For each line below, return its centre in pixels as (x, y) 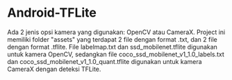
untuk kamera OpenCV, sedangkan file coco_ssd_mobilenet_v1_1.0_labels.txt (116, 54)
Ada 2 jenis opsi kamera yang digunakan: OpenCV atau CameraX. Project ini (116, 32)
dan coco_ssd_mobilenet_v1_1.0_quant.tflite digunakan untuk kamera (105, 61)
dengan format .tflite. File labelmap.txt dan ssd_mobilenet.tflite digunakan (112, 47)
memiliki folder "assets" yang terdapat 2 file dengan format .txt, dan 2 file (112, 39)
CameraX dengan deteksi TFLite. (54, 69)
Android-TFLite (52, 13)
